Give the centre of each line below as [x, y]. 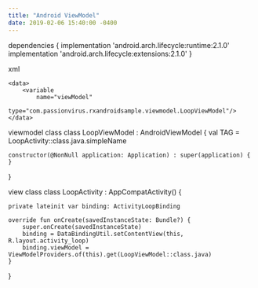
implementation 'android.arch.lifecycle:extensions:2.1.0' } [100, 54]
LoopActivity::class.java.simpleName [67, 140]
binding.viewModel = [56, 247]
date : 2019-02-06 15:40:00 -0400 [63, 23]
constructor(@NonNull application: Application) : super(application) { [129, 155]
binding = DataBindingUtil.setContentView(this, [103, 234]
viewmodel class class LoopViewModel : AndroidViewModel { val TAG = [124, 132]
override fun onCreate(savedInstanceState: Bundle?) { [100, 220]
